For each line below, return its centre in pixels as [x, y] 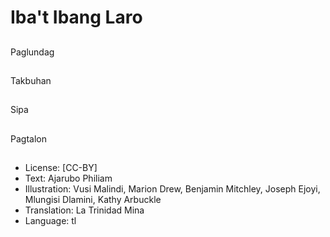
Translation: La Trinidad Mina [84, 210]
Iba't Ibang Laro [76, 17]
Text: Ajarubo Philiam [68, 178]
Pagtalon [28, 138]
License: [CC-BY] [61, 168]
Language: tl [50, 221]
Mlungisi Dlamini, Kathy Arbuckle [93, 200]
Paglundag [32, 52]
